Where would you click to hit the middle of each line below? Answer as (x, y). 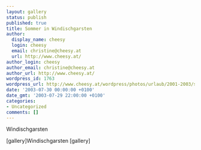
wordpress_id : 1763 (31, 79)
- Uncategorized (26, 106)
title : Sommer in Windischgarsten (49, 28)
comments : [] (22, 112)
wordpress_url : (25, 85)
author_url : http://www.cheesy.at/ (51, 73)
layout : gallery (26, 12)
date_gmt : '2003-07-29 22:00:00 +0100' (56, 95)
